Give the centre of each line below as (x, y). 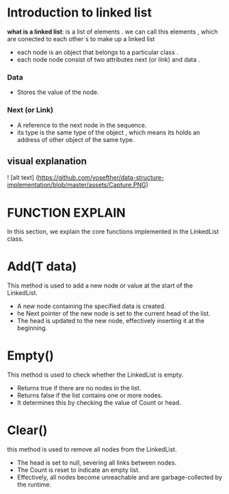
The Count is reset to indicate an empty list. (78, 470)
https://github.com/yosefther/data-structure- (101, 178)
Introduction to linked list (80, 13)
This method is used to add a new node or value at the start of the (100, 285)
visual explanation (47, 161)
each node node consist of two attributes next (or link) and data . (108, 59)
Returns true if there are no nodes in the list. (79, 388)
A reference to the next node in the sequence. (82, 125)
